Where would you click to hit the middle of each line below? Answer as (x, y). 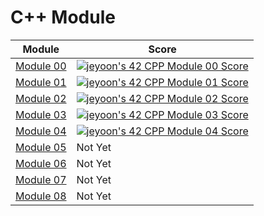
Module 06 (41, 163)
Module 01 (41, 82)
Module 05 (41, 147)
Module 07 (41, 179)
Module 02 (41, 98)
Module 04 (41, 131)
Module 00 (41, 66)
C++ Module (63, 17)
